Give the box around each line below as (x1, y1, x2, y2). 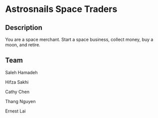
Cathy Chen (5, 89, 30, 95)
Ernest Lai (5, 108, 26, 114)
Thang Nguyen (5, 98, 36, 104)
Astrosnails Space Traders (5, 3, 118, 15)
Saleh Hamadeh (5, 69, 38, 75)
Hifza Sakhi (5, 79, 29, 85)
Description (5, 23, 42, 32)
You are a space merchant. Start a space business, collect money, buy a (5, 36, 154, 42)
